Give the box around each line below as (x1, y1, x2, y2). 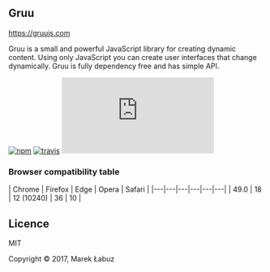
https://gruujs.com (8, 28, 71, 37)
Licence (8, 217, 50, 231)
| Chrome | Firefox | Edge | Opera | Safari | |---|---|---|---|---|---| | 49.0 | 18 (8, 184, 262, 194)
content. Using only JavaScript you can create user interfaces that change (8, 52, 257, 62)
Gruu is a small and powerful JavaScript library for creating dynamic (8, 44, 237, 54)
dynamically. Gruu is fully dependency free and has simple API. (8, 61, 220, 71)
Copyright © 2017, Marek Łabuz (8, 253, 115, 263)
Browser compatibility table (8, 166, 120, 177)
